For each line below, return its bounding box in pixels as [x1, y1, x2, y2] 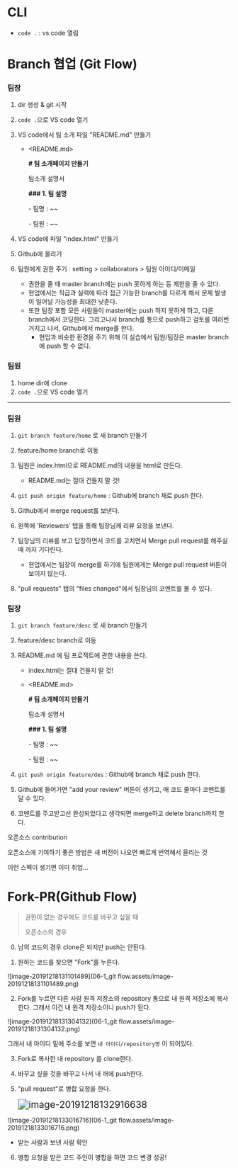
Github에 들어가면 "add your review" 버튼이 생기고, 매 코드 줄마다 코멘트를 [17, 786, 226, 794]
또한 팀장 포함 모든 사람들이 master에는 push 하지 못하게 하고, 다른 [28, 306, 214, 315]
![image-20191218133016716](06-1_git [7, 1116, 117, 1125]
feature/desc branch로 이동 [17, 636, 97, 645]
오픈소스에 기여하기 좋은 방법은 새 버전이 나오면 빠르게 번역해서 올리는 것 [7, 848, 208, 857]
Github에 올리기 [17, 249, 62, 259]
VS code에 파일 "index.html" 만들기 [17, 234, 118, 243]
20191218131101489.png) [7, 980, 79, 988]
